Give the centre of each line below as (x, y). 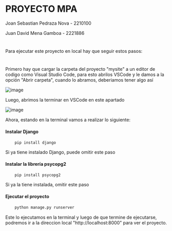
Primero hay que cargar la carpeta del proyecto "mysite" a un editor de (80, 69)
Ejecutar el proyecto (27, 197)
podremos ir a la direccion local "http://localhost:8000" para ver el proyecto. (86, 223)
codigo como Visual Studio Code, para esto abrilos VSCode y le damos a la (85, 74)
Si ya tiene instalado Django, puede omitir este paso (60, 152)
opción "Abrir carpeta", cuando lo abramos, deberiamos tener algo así (79, 80)
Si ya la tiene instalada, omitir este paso (47, 185)
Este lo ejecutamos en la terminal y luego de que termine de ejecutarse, (81, 217)
